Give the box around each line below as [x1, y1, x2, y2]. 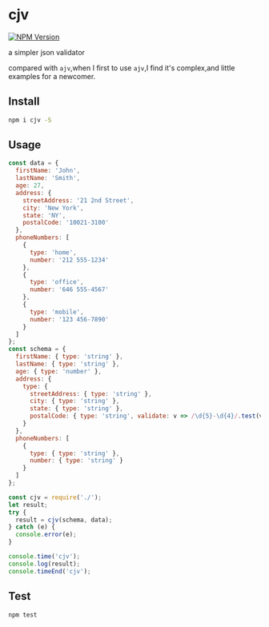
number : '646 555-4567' [29, 286, 110, 294]
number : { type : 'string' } [29, 457, 124, 465]
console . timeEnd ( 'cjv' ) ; [8, 567, 91, 575]
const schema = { [8, 345, 66, 353]
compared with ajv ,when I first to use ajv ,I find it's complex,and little [8, 62, 235, 73]
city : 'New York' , [22, 204, 84, 212]
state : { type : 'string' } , [29, 405, 124, 413]
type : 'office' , [29, 278, 84, 286]
